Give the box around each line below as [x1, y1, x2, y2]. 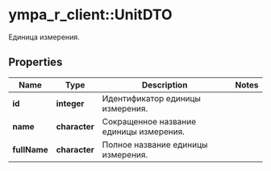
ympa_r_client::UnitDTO [8, 6, 173, 24]
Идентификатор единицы [102, 92, 202, 104]
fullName [12, 144, 48, 155]
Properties [8, 55, 63, 69]
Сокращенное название [102, 116, 196, 127]
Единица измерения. [8, 32, 81, 42]
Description [141, 79, 188, 90]
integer [56, 98, 85, 109]
